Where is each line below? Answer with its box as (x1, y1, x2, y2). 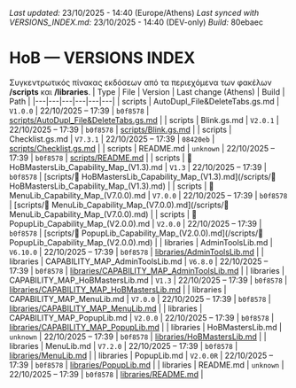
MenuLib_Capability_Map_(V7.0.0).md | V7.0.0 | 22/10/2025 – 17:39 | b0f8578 (9, 190, 288, 200)
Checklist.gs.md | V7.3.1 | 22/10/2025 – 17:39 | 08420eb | (9, 133, 215, 144)
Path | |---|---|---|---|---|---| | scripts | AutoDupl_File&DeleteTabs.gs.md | (9, 96, 280, 106)
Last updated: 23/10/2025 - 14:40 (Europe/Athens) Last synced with (9, 8, 260, 18)
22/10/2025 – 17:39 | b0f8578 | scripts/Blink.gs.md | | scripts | (9, 124, 232, 135)
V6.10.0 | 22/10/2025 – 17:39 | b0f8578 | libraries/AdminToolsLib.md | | (9, 246, 264, 257)
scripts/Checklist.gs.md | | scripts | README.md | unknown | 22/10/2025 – (9, 143, 276, 153)
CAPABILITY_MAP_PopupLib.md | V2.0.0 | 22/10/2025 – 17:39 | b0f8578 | (9, 312, 275, 322)
